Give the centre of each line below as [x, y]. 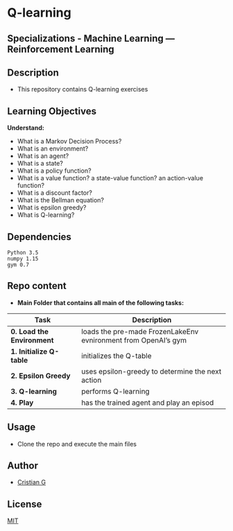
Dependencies [39, 237]
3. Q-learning [34, 391]
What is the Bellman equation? [61, 200]
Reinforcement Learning [61, 49]
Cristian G [32, 482]
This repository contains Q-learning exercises [83, 89]
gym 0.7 [18, 265]
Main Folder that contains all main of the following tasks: [101, 302]
